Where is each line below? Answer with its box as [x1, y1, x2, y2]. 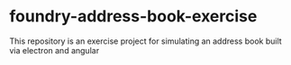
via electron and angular [9, 45, 100, 55]
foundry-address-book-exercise [9, 6, 258, 27]
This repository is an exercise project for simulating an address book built [9, 36, 282, 46]
